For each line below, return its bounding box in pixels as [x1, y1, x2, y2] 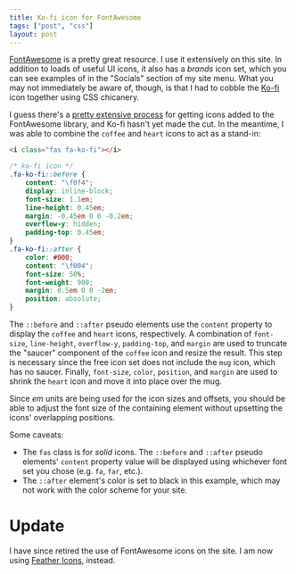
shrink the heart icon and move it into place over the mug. [9, 376, 223, 387]
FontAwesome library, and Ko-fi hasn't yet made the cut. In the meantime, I [9, 119, 284, 129]
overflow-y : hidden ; [25, 220, 102, 229]
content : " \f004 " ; [25, 261, 94, 270]
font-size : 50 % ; [25, 270, 86, 279]
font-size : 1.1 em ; [25, 195, 94, 204]
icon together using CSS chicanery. [9, 92, 140, 103]
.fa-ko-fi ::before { [9, 171, 86, 179]
